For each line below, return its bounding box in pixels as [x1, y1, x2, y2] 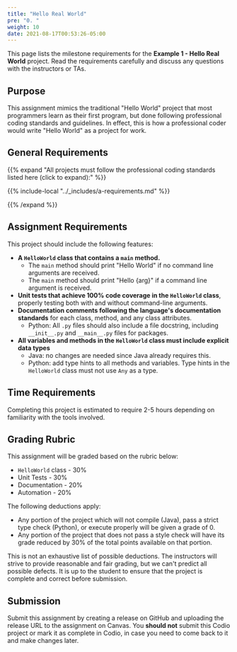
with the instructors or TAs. [7, 64, 86, 73]
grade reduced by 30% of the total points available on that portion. [17, 538, 212, 547]
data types [17, 344, 51, 352]
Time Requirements [7, 387, 96, 399]
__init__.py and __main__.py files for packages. [28, 328, 168, 337]
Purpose [7, 85, 46, 97]
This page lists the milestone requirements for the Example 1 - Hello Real [7, 50, 220, 58]
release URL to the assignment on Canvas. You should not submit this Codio [7, 622, 231, 630]
